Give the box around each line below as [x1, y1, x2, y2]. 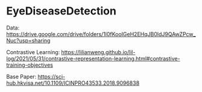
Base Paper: [6, 73, 37, 80]
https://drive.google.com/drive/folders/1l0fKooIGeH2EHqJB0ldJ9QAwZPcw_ [6, 30, 196, 37]
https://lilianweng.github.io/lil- [61, 48, 136, 55]
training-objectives [6, 61, 53, 69]
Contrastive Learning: [6, 48, 60, 55]
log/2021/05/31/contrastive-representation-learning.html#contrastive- [6, 55, 180, 62]
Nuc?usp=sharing [6, 37, 51, 44]
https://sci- [37, 73, 66, 80]
